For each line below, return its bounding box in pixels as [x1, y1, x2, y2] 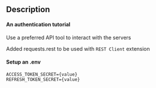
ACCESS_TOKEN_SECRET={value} [6, 71, 78, 78]
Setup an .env [6, 58, 41, 66]
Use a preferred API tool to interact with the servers [6, 34, 131, 41]
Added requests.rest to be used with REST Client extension [6, 45, 150, 52]
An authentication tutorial [6, 20, 71, 28]
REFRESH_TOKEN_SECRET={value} [6, 76, 81, 82]
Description [6, 5, 50, 15]
